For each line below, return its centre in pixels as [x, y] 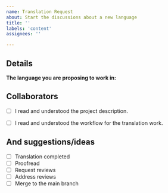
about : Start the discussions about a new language [71, 17]
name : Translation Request [40, 12]
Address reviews [35, 176]
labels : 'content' [29, 28]
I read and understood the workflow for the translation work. [89, 122]
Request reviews [35, 170]
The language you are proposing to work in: [61, 78]
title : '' [18, 23]
